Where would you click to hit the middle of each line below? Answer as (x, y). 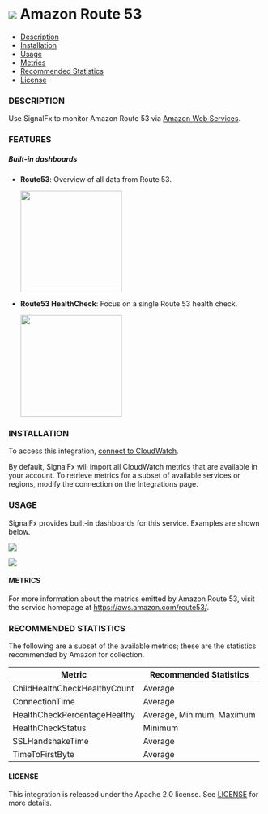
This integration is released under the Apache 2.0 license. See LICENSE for (134, 795)
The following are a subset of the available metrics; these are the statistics (132, 646)
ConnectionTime (44, 702)
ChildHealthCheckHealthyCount (73, 689)
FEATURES (30, 140)
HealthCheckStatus (49, 728)
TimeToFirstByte (44, 755)
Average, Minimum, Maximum (200, 715)
